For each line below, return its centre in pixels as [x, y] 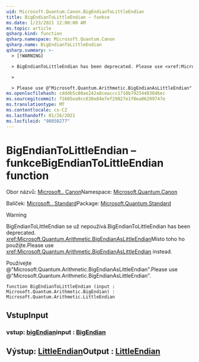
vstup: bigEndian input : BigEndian [56, 332]
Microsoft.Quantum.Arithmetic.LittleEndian [61, 297]
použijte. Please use [30, 245]
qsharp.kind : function [34, 34]
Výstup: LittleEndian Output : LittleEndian [83, 352]
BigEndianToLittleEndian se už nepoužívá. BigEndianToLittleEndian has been [98, 227]
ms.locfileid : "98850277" [38, 121]
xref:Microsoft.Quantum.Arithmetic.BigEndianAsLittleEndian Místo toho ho [96, 239]
